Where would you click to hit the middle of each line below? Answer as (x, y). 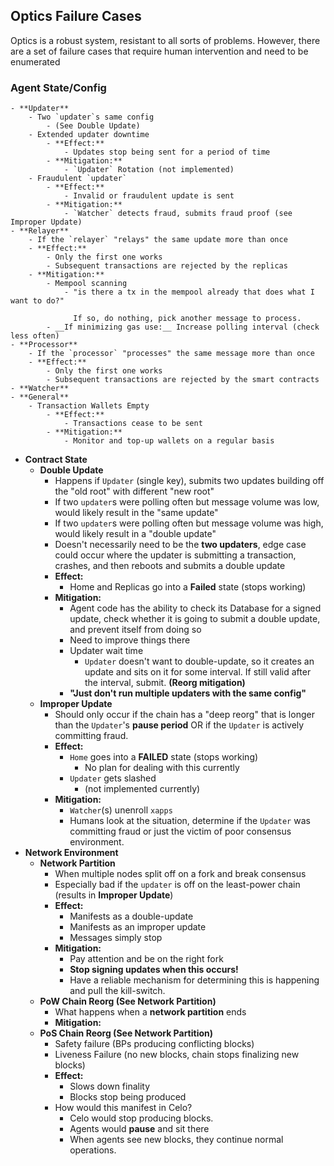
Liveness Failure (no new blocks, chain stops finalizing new (177, 1055)
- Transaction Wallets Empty (89, 406)
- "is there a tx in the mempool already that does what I (189, 292)
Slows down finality (110, 1086)
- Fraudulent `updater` (78, 179)
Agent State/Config (58, 87)
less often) (35, 336)
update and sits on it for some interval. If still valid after (198, 672)
